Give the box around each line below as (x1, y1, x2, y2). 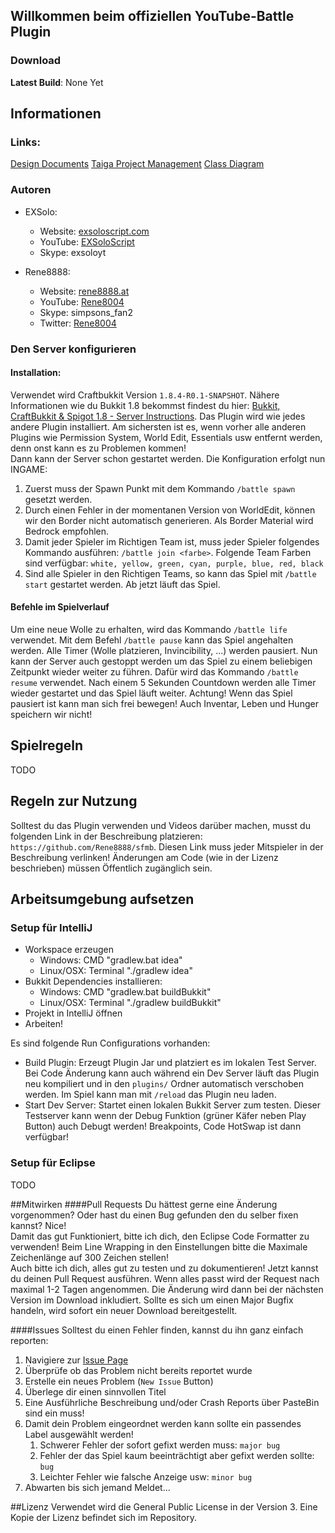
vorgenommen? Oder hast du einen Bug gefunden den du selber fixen (10, 1209, 299, 1221)
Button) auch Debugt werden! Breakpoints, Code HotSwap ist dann (24, 1120, 302, 1133)
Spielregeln (10, 737, 83, 754)
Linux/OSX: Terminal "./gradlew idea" (39, 965, 193, 977)
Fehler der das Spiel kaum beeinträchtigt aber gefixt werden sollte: (39, 1449, 315, 1461)
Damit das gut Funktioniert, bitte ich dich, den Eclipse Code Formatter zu (10, 1230, 310, 1242)
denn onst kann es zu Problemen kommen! (10, 442, 187, 454)
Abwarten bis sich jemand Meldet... (24, 1481, 171, 1493)
